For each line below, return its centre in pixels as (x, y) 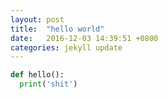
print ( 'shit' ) (48, 84)
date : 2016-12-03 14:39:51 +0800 (84, 38)
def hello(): (37, 75)
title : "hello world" (57, 29)
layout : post (37, 19)
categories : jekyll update (66, 47)
